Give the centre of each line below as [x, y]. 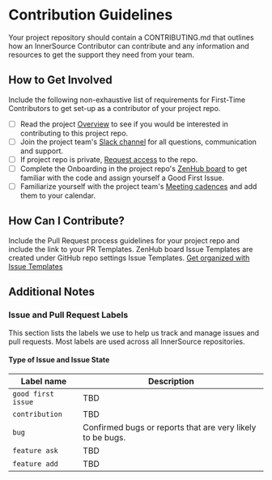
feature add [36, 463]
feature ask [36, 450]
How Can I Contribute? [67, 221]
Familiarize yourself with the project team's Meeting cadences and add [138, 186]
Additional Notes [52, 292]
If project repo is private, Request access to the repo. [109, 159]
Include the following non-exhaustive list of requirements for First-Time [127, 100]
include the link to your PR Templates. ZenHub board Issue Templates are [131, 249]
